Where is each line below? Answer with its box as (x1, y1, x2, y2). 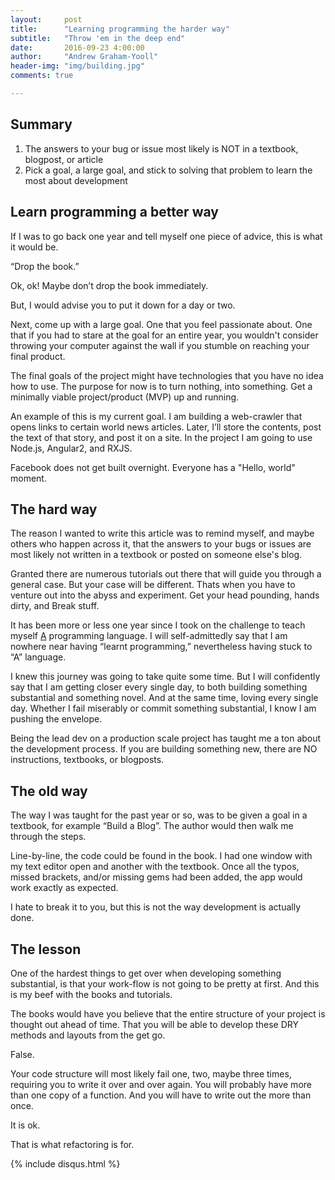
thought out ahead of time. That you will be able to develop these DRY (10, 1018, 299, 1030)
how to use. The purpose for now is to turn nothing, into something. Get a (10, 380, 313, 392)
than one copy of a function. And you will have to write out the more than (10, 1089, 312, 1101)
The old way (10, 782, 88, 800)
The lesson (10, 941, 82, 958)
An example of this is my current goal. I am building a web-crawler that (10, 410, 303, 422)
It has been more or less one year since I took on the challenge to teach (10, 619, 306, 631)
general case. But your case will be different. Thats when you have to (10, 579, 296, 591)
